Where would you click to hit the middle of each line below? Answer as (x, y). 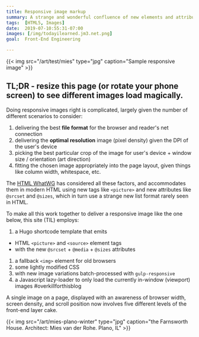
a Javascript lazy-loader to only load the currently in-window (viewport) (102, 279)
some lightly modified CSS (47, 267)
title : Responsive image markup (46, 12)
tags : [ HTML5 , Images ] (36, 23)
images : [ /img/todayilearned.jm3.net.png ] (59, 34)
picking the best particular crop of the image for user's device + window (103, 152)
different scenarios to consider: (44, 116)
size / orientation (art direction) (52, 159)
